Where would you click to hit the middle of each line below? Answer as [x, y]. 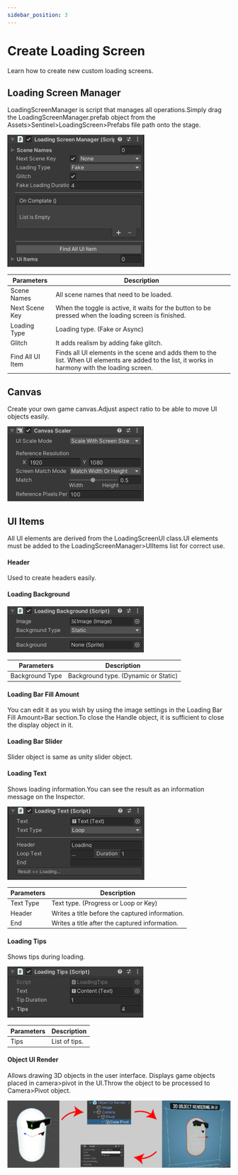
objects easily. [28, 417]
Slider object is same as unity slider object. [70, 757]
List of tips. [67, 1042]
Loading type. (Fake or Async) [100, 329]
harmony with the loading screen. [104, 368]
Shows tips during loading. [46, 957]
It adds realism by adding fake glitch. [109, 343]
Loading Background [39, 594]
